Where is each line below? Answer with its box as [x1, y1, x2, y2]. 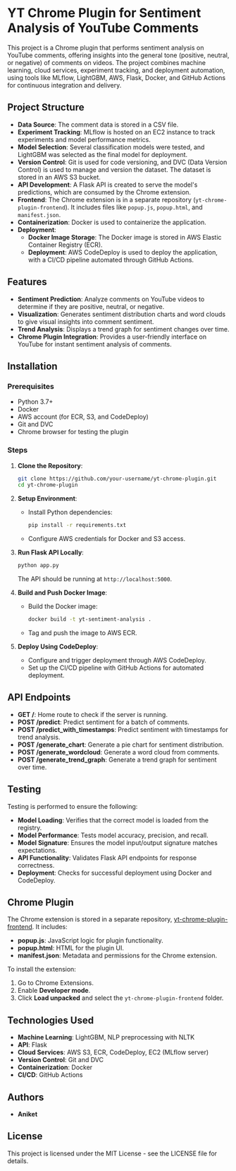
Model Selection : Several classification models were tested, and [17, 143, 205, 151]
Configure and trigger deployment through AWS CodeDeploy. [27, 656, 206, 664]
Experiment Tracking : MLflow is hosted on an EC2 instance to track [17, 127, 216, 136]
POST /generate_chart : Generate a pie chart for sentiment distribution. [17, 740, 224, 749]
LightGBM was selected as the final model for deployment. [17, 150, 188, 158]
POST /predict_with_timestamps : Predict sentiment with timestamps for [17, 725, 229, 733]
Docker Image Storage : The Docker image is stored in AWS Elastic [27, 233, 222, 241]
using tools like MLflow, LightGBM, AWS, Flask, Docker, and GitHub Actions [7, 73, 226, 82]
